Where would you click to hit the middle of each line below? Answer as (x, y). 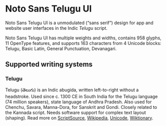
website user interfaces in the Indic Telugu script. (56, 28)
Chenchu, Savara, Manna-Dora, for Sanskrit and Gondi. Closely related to (81, 107)
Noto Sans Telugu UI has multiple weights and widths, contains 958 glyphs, (84, 38)
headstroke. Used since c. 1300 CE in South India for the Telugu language (81, 96)
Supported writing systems (49, 64)
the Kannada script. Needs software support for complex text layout (76, 112)
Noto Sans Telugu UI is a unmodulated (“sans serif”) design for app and (79, 23)
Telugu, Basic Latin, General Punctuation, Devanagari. (61, 48)
